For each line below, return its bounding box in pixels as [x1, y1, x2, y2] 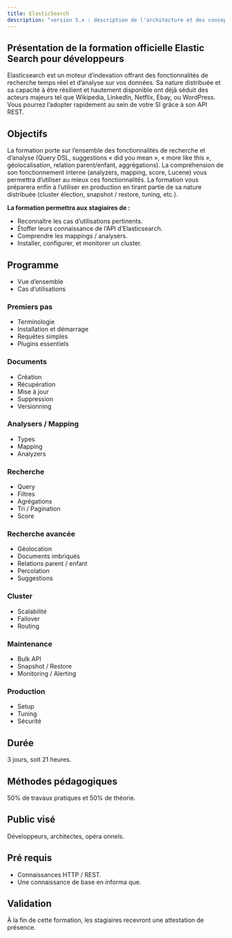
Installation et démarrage [17, 325, 88, 334]
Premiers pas [7, 302, 53, 312]
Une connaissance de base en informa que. [17, 878, 142, 886]
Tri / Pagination [17, 505, 61, 513]
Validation [7, 897, 52, 909]
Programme [7, 259, 59, 271]
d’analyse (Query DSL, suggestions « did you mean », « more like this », [7, 153, 212, 162]
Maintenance [7, 639, 53, 649]
